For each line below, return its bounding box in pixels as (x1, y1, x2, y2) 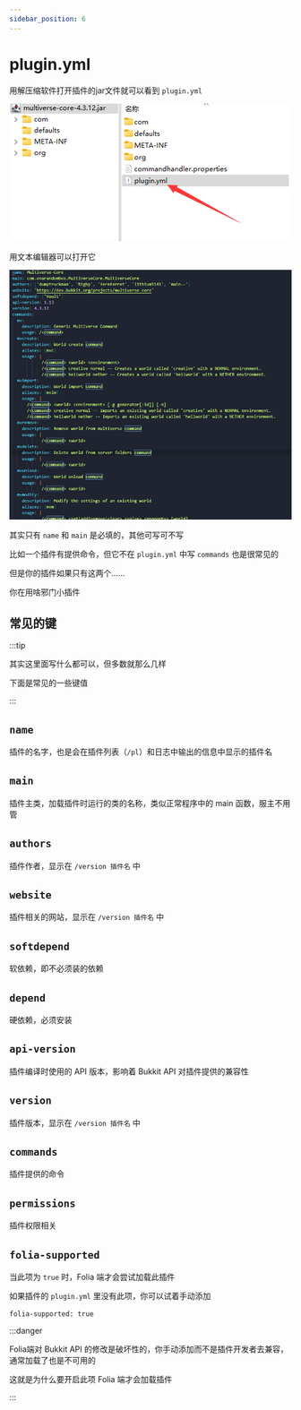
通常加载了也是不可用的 (9, 1355, 96, 1366)
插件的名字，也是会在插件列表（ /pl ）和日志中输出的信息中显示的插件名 (9, 746, 273, 757)
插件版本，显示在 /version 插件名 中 (9, 1117, 141, 1128)
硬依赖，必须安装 (9, 1015, 73, 1026)
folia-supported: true (9, 1310, 94, 1319)
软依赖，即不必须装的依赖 (9, 963, 104, 974)
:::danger (9, 1326, 43, 1337)
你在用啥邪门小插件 (9, 587, 81, 598)
